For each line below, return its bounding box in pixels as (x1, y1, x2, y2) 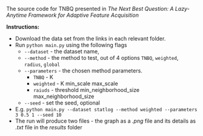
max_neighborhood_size (33, 93, 95, 100)
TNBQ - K (33, 74, 53, 80)
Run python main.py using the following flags (15, 42, 127, 48)
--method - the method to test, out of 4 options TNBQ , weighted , (24, 54, 179, 61)
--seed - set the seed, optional (24, 99, 101, 106)
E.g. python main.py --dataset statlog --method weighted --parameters (15, 106, 198, 112)
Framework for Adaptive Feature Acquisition (28, 11, 139, 19)
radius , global (24, 60, 61, 68)
